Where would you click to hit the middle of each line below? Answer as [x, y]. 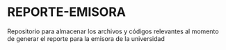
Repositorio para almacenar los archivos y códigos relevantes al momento [113, 31]
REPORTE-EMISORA [67, 12]
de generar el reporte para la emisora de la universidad [86, 38]
